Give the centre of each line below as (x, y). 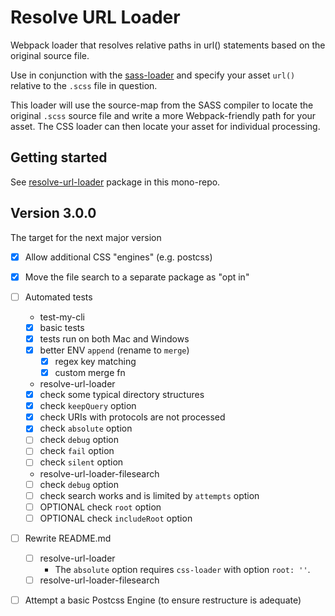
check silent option (81, 462)
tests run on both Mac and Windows (114, 338)
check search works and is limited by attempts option (149, 495)
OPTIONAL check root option (100, 507)
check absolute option (86, 428)
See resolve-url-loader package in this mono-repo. (115, 182)
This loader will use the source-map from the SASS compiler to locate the (162, 105)
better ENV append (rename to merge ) (114, 350)
